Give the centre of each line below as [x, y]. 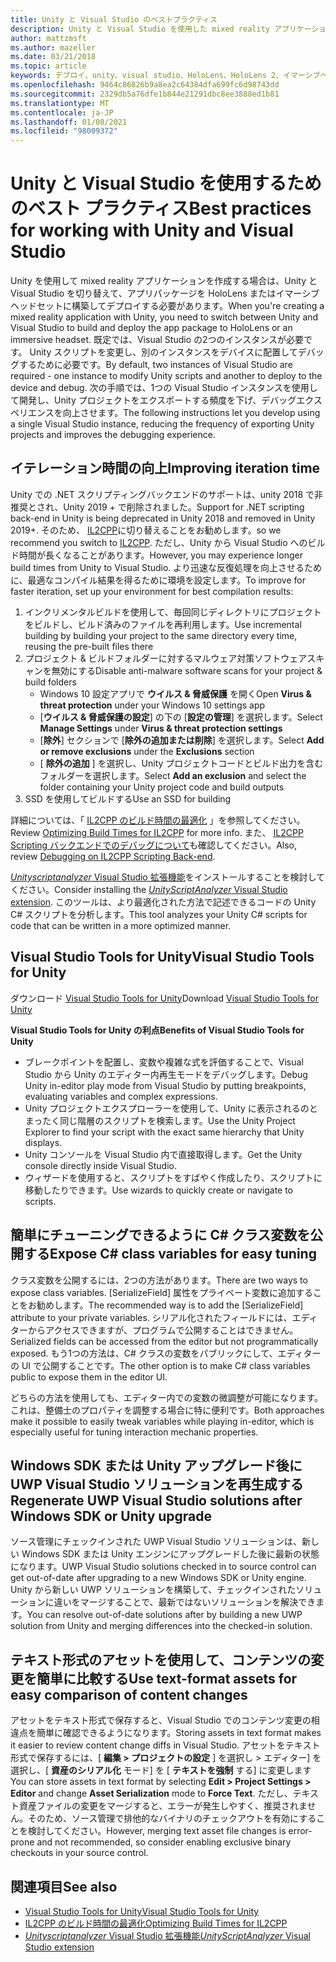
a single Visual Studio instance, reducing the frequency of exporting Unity [162, 424]
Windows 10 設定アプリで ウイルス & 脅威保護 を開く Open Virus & [175, 693]
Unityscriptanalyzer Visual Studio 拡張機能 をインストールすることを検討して [168, 877]
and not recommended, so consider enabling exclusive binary [164, 1842]
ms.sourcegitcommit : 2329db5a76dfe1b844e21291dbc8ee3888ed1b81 [145, 94]
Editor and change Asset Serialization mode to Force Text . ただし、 [151, 1793]
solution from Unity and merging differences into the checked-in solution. [161, 1626]
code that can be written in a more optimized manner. [121, 925]
